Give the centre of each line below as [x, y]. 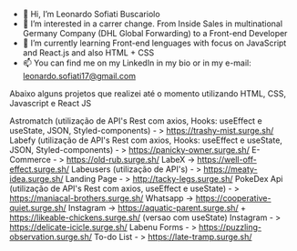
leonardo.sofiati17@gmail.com [79, 76]
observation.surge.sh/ [51, 237]
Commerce [31, 160]
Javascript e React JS [51, 103]
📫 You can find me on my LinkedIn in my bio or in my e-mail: [137, 63]
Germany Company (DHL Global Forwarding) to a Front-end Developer [155, 33]
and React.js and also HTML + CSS [88, 53]
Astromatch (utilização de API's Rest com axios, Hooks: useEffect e [136, 121]
